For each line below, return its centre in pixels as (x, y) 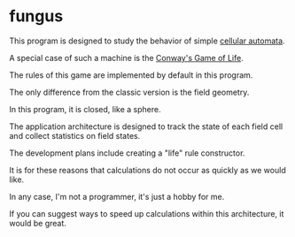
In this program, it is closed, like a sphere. (85, 109)
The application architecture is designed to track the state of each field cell (146, 126)
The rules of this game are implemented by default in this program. (131, 75)
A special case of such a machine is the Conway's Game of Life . (126, 57)
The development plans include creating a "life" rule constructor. (127, 153)
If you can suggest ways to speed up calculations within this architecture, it (147, 213)
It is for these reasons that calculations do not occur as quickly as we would (147, 170)
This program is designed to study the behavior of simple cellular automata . (147, 41)
